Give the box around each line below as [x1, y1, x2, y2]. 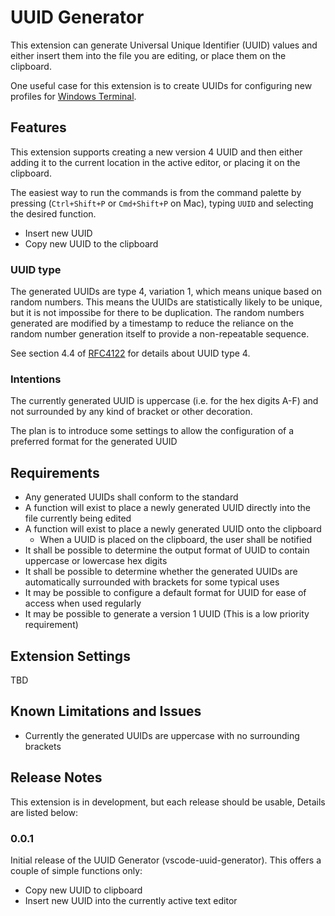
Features [10, 119, 67, 136]
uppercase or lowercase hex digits [24, 555, 168, 567]
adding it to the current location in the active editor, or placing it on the [10, 156, 301, 168]
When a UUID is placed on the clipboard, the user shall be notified [39, 534, 313, 546]
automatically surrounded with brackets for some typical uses [24, 576, 280, 588]
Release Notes [10, 769, 103, 786]
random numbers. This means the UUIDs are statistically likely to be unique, [10, 296, 323, 308]
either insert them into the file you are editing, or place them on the [10, 49, 287, 61]
